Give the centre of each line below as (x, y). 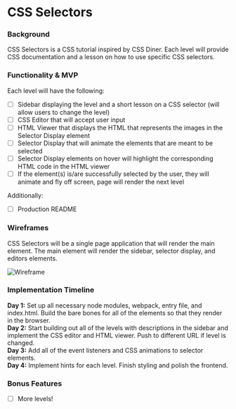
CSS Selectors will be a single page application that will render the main (111, 243)
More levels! (35, 399)
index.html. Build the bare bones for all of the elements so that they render (115, 313)
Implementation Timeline (51, 290)
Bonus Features (35, 383)
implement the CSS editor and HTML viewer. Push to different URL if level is (117, 335)
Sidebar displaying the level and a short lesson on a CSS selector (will (118, 104)
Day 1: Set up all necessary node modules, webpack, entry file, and (105, 305)
